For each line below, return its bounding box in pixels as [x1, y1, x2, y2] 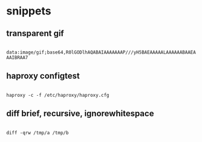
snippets [6, 4, 51, 18]
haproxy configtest [6, 71, 80, 81]
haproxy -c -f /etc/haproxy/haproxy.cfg [6, 92, 110, 98]
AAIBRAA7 [6, 55, 28, 61]
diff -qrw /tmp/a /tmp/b [6, 129, 69, 136]
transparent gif [6, 28, 65, 39]
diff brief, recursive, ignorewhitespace [6, 108, 154, 119]
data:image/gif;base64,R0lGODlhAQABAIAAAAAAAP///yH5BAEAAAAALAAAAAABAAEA [6, 49, 197, 55]
